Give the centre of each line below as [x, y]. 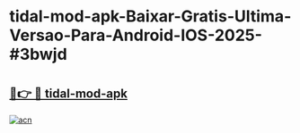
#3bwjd [38, 54]
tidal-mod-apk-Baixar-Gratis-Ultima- [150, 17]
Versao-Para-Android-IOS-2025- [136, 35]
